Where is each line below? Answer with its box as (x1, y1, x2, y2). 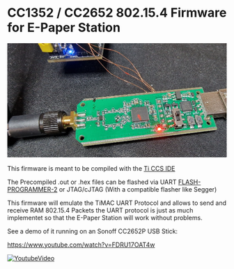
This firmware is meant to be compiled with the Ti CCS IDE (7, 164, 175, 172)
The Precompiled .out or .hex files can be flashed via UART (7, 178, 177, 186)
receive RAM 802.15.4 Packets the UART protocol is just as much (7, 206, 194, 214)
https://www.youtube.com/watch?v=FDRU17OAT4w (7, 240, 155, 249)
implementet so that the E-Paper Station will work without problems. (7, 213, 203, 222)
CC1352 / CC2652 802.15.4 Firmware (7, 5, 227, 21)
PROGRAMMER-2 (7, 185, 58, 193)
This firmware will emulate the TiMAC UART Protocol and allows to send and (7, 199, 227, 207)
